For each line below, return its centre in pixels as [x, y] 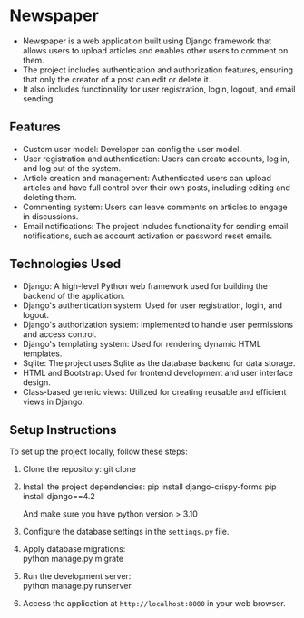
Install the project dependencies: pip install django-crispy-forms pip [149, 487]
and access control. [59, 334]
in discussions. [50, 216]
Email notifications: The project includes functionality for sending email [155, 226]
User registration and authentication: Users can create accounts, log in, [156, 159]
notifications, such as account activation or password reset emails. [147, 236]
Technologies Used [65, 264]
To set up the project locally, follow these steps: [99, 452]
